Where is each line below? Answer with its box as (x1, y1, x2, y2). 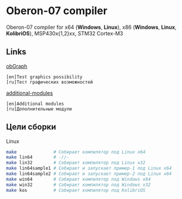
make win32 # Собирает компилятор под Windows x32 (6, 181, 151, 188)
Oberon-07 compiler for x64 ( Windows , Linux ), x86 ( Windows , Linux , (6, 24, 177, 31)
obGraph (6, 62, 28, 69)
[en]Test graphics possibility (6, 74, 83, 80)
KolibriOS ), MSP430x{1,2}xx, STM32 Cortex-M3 (6, 29, 123, 37)
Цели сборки (6, 122, 56, 132)
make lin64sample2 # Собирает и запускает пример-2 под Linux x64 (6, 171, 172, 177)
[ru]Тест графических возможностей (6, 79, 93, 85)
